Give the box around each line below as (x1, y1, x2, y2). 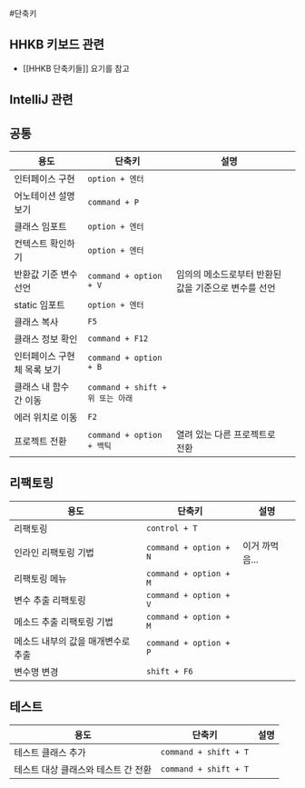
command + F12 (87, 334, 149, 344)
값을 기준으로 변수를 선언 (175, 282, 276, 294)
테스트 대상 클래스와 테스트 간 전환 (14, 763, 152, 775)
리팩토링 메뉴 (14, 572, 67, 584)
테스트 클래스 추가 (14, 746, 86, 759)
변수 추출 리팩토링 (14, 593, 86, 606)
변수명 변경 (14, 665, 59, 678)
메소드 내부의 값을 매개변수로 (14, 634, 131, 647)
